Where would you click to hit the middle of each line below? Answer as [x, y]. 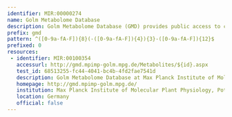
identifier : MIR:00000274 [44, 13]
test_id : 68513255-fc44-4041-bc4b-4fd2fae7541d [86, 71]
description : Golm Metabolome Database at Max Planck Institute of [115, 77]
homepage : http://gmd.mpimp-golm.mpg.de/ [77, 84]
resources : [23, 52]
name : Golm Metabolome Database [54, 20]
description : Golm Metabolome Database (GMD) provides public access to [114, 26]
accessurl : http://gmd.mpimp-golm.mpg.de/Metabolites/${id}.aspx [112, 65]
